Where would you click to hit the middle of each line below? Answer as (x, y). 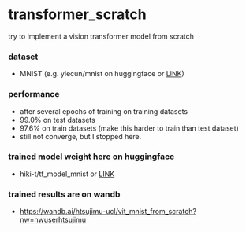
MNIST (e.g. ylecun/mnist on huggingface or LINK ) (102, 74)
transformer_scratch (78, 15)
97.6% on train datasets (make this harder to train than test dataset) (129, 128)
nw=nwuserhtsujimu (53, 220)
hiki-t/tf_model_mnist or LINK (67, 174)
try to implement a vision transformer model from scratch (101, 36)
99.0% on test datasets (58, 120)
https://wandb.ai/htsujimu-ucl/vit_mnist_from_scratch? (108, 212)
